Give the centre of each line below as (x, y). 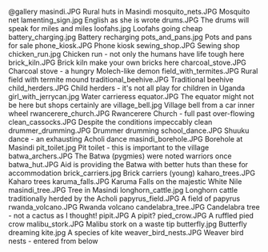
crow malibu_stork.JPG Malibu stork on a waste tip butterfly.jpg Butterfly (128, 224)
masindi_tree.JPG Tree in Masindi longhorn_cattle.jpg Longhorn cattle (123, 190)
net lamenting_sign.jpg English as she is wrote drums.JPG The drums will (129, 20)
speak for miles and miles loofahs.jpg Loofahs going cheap (106, 28)
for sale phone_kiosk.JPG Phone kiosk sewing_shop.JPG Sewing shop (124, 46)
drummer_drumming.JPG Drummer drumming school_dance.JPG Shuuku (129, 130)
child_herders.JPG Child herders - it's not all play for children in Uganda (127, 88)
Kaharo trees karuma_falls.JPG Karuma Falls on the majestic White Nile (125, 182)
